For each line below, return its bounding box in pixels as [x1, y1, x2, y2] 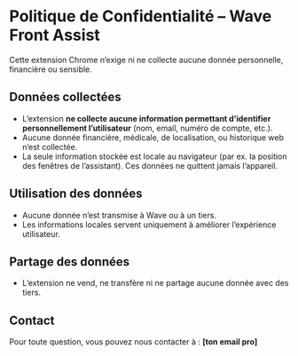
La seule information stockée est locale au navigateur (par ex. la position [21, 151, 287, 162]
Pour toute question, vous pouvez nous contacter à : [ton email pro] [9, 336, 258, 347]
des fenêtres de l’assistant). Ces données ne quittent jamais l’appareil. [21, 160, 278, 170]
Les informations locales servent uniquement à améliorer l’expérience [21, 219, 277, 230]
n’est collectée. [21, 141, 78, 152]
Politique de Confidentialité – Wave [9, 6, 272, 27]
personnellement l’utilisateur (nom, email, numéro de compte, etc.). [21, 123, 273, 133]
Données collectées [9, 90, 122, 105]
